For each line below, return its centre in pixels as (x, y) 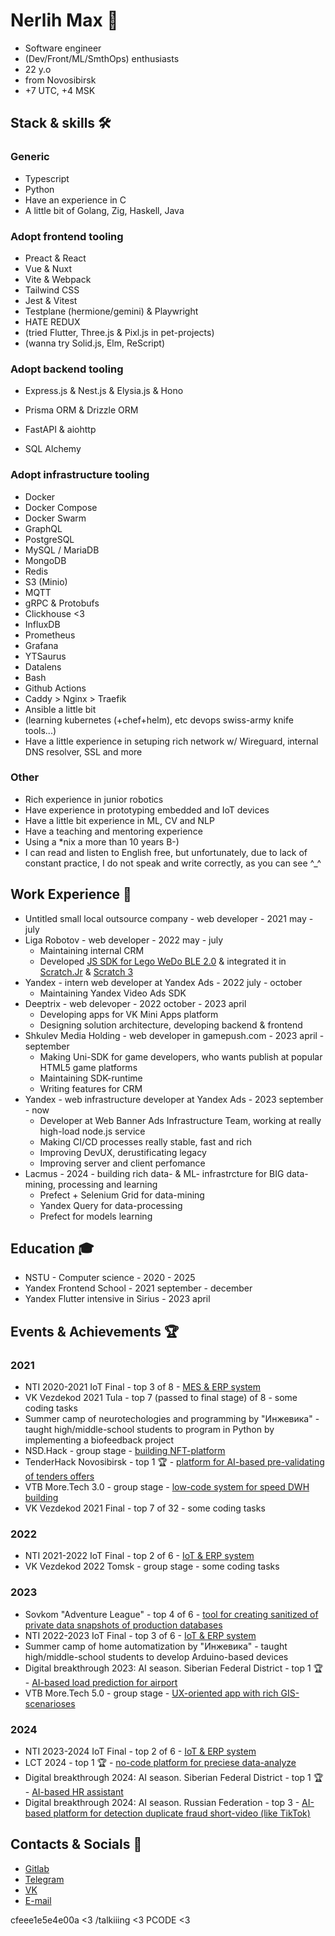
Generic (30, 157)
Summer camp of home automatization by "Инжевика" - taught (156, 1646)
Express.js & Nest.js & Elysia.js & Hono (104, 391)
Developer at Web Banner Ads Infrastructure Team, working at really (180, 1120)
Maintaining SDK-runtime (91, 1078)
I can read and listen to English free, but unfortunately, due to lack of (166, 852)
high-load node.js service (92, 1131)
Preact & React (55, 258)
